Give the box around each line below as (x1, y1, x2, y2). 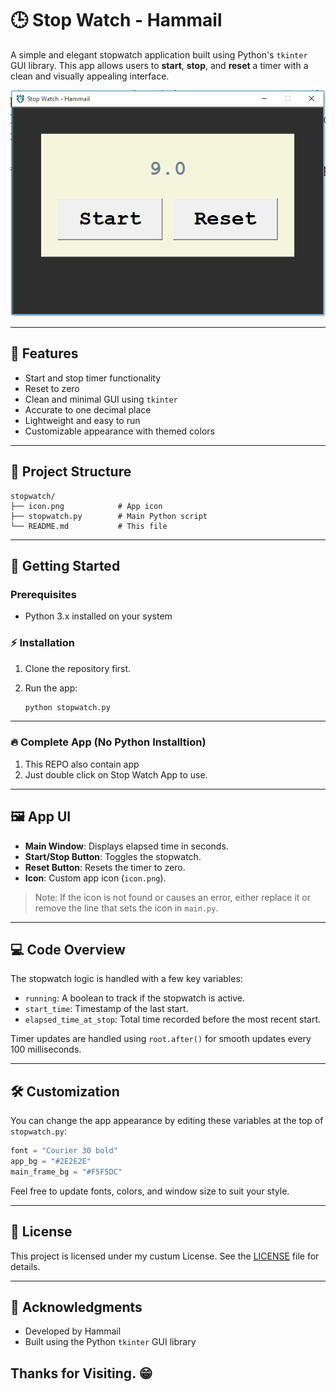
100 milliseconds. (10, 1043, 82, 1056)
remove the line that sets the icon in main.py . (34, 902, 219, 914)
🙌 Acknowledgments (10, 1299, 143, 1316)
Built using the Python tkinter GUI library (24, 1336, 197, 1348)
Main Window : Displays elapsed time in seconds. (24, 840, 229, 852)
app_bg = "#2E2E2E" (10, 1157, 92, 1167)
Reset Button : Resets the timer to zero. (24, 861, 186, 873)
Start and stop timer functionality (24, 372, 162, 384)
